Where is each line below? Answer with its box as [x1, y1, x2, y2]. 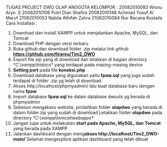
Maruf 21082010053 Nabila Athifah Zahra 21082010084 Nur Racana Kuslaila [5, 15, 162, 20]
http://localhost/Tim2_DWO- [98, 131, 159, 136]
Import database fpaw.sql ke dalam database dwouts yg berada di [12, 93, 150, 99]
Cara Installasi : [5, 20, 37, 26]
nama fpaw [12, 88, 37, 94]
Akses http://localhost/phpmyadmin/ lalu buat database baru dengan [12, 83, 155, 89]
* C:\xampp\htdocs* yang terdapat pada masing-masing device [12, 62, 143, 67]
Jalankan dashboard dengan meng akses [12, 131, 97, 136]
